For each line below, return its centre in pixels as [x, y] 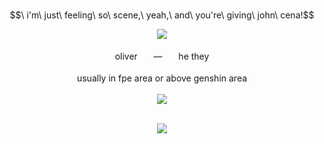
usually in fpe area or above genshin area [162, 78]
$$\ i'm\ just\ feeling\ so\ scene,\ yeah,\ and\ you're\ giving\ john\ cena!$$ [162, 15]
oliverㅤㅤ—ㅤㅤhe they [162, 56]
